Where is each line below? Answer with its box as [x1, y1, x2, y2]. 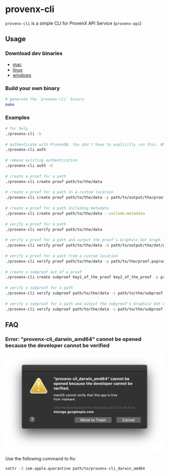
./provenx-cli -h [5, 131, 42, 137]
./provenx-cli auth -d [5, 163, 53, 168]
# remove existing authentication [5, 158, 78, 163]
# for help [5, 126, 28, 131]
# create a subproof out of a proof [5, 269, 82, 275]
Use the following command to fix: [5, 455, 76, 461]
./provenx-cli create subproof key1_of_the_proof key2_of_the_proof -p [5, 275, 158, 280]
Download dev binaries [5, 50, 63, 57]
